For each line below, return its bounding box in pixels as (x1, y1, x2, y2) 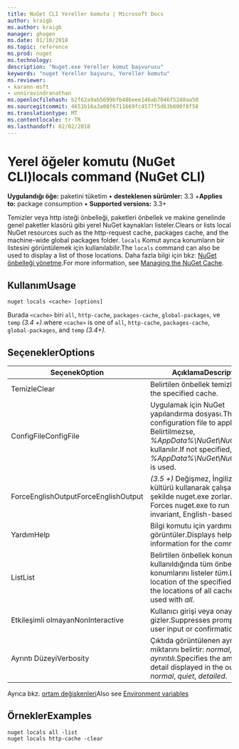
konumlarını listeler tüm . (150, 568, 230, 578)
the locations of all (150, 586, 212, 596)
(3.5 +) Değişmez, (150, 474, 211, 484)
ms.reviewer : (7, 76, 46, 84)
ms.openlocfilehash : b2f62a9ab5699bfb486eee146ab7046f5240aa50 (7, 97, 199, 104)
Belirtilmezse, (150, 427, 196, 437)
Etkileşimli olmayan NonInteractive (11, 615, 124, 625)
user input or (150, 624, 193, 634)
